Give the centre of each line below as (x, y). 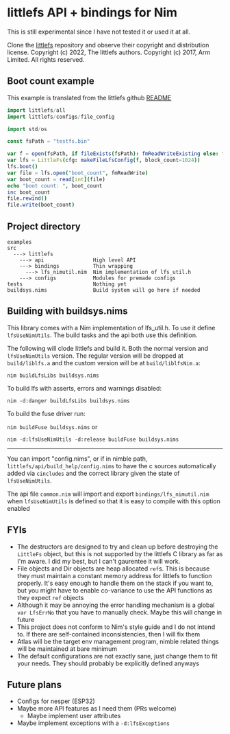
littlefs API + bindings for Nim (92, 13)
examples (20, 242)
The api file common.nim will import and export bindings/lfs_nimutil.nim (108, 494)
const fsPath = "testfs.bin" (49, 141)
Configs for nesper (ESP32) (56, 701)
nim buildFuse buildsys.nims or (52, 426)
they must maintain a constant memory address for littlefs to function (114, 575)
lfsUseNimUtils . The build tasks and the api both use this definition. (102, 335)
